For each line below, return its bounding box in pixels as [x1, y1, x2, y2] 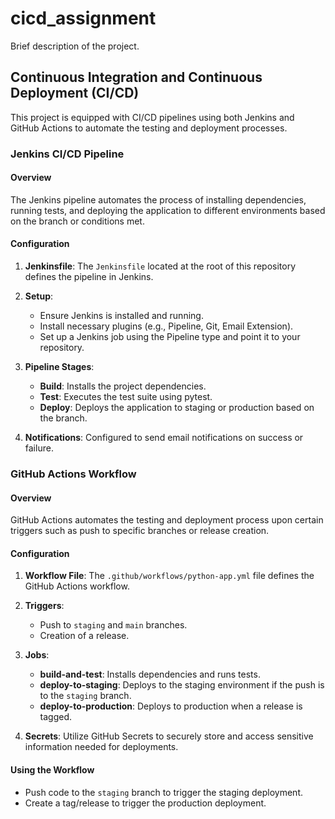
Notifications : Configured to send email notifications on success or [24, 432, 304, 444]
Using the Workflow [10, 764, 95, 776]
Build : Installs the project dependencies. [39, 380, 207, 392]
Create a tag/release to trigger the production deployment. [24, 797, 267, 809]
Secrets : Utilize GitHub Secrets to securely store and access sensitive [24, 730, 314, 742]
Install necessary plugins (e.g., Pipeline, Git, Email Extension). [39, 320, 294, 332]
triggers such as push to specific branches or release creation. [10, 525, 270, 537]
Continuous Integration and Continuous [10, 69, 263, 86]
